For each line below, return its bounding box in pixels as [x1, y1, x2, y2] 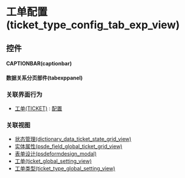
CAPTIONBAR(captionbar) [6, 60, 72, 67]
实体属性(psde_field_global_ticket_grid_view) [14, 143, 123, 150]
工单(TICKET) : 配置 [14, 105, 62, 112]
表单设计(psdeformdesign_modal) [14, 150, 97, 157]
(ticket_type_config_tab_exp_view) [6, 18, 180, 32]
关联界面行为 [6, 90, 43, 98]
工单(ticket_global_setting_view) [14, 157, 92, 165]
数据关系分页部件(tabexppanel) [6, 74, 83, 81]
